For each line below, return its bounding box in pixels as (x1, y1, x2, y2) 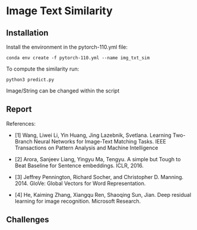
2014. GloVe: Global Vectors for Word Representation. (14, 180, 146, 187)
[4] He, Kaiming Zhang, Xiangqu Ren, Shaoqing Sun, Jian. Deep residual (14, 191, 192, 198)
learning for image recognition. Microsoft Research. (14, 197, 141, 205)
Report (6, 104, 32, 114)
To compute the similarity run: (6, 65, 80, 72)
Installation (6, 28, 49, 38)
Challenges (6, 215, 49, 225)
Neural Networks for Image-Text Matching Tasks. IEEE (33, 138, 166, 145)
